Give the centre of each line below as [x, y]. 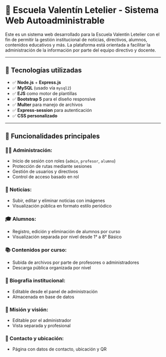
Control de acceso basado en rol [45, 177]
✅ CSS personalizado [35, 115]
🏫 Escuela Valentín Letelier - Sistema [82, 10]
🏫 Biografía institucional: [35, 281]
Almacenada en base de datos [43, 297]
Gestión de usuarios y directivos [45, 172]
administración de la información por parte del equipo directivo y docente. [81, 50]
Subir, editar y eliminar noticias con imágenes [59, 201]
